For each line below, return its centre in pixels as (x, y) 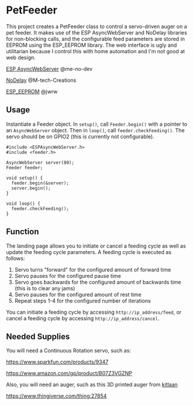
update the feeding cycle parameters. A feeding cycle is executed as (89, 252)
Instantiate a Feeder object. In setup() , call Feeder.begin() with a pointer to (97, 124)
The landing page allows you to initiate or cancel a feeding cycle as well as (96, 246)
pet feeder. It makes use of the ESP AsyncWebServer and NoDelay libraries (96, 32)
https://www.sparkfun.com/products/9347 (57, 362)
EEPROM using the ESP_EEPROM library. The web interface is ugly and (92, 45)
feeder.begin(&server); (40, 183)
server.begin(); (31, 188)
